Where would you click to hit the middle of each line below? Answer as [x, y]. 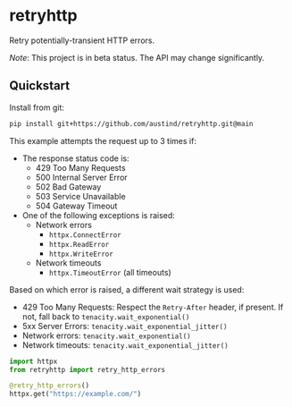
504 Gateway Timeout [76, 206]
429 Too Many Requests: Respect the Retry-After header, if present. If [153, 307]
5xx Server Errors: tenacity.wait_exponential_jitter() [125, 326]
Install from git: [37, 107]
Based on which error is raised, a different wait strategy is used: [127, 289]
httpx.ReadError [79, 244]
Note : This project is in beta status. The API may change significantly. [137, 57]
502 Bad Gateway [68, 187]
